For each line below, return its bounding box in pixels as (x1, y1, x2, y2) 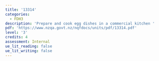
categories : (5, 12, 30, 17)
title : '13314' (5, 7, 37, 12)
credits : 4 (5, 35, 28, 40)
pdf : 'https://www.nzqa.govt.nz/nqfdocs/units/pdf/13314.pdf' (5, 26, 137, 30)
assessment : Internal (5, 39, 50, 44)
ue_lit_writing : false (5, 48, 52, 53)
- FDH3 (9, 16, 23, 21)
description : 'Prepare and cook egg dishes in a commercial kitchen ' (5, 21, 155, 26)
